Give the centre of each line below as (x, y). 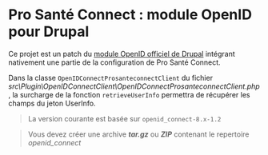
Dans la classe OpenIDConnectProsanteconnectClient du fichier (111, 77)
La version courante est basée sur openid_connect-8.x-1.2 (124, 118)
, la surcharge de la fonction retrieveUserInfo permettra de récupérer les (129, 94)
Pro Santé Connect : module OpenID (130, 15)
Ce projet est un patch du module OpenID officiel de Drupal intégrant (122, 54)
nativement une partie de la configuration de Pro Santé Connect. (115, 62)
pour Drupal (49, 32)
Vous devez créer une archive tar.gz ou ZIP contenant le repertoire (138, 134)
